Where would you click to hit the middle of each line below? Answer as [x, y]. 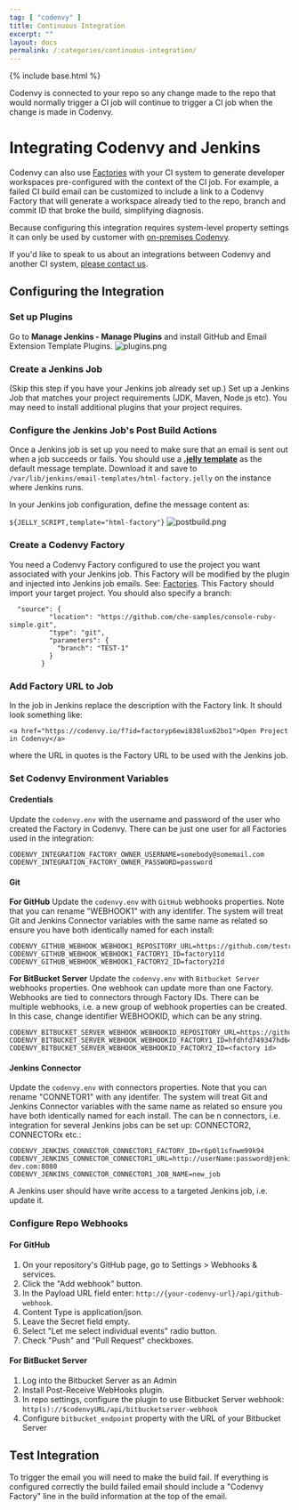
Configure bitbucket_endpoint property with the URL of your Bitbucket [151, 1418]
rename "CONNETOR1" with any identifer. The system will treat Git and [138, 1097]
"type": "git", [77, 633]
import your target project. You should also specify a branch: [121, 593]
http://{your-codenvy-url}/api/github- [210, 1294]
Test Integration [54, 1456]
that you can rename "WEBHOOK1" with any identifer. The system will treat [146, 911]
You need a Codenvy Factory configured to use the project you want [135, 564]
